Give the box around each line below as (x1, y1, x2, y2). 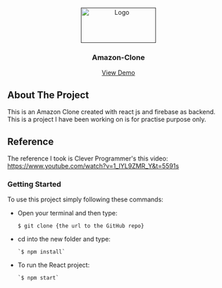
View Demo (101, 68, 135, 77)
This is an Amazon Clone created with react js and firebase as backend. (7, 108, 216, 116)
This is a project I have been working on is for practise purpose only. (7, 115, 206, 124)
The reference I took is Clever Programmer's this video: (7, 154, 168, 163)
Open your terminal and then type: (17, 209, 118, 218)
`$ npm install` (17, 249, 66, 256)
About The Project (7, 89, 90, 101)
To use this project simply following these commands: (7, 195, 164, 204)
